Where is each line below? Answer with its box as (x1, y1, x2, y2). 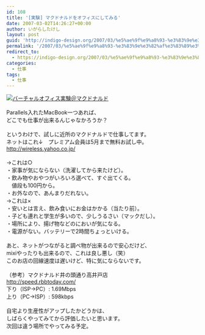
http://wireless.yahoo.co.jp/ (6, 145, 76, 153)
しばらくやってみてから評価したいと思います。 (6, 315, 123, 322)
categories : (6, 60, 37, 66)
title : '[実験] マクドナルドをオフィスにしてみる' (6, 15, 121, 21)
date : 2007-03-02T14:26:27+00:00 (6, 20, 92, 26)
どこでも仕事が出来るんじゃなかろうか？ (6, 117, 108, 124)
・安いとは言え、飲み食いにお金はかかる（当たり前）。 (6, 205, 143, 212)
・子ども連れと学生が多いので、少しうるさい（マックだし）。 (6, 212, 159, 220)
